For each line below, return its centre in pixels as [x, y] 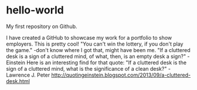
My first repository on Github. [42, 26]
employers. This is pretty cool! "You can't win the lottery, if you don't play [95, 44]
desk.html [18, 81]
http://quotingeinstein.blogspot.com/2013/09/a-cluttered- [121, 75]
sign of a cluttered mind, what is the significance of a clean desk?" [86, 68]
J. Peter [41, 75]
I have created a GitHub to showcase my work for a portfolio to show [89, 37]
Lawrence [18, 75]
